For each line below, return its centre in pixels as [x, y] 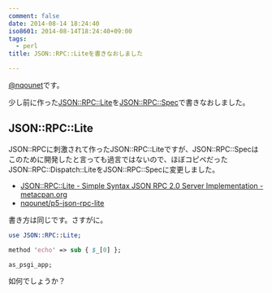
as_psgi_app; [30, 265]
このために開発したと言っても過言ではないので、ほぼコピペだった [119, 159]
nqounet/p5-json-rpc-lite [62, 203]
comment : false [34, 16]
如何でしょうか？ [37, 281]
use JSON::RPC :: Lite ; [45, 235]
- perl [27, 46]
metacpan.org [43, 194]
